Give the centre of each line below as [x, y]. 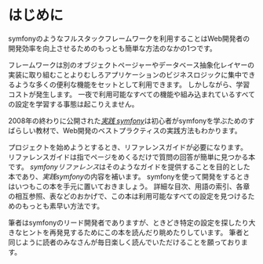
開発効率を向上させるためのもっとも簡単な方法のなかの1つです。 [113, 48]
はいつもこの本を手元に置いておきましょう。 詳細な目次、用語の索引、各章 [129, 186]
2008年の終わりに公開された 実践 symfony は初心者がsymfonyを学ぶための [128, 121]
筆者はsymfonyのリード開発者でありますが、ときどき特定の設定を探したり [128, 222]
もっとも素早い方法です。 [63, 206]
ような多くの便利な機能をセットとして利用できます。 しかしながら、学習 [132, 84]
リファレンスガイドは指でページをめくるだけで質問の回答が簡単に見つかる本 [132, 157]
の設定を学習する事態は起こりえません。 [73, 104]
